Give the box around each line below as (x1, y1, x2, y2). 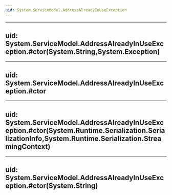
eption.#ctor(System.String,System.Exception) (5, 47, 160, 56)
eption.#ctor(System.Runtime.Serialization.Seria (5, 126, 165, 135)
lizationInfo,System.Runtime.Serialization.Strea (5, 134, 162, 143)
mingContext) (5, 142, 51, 151)
